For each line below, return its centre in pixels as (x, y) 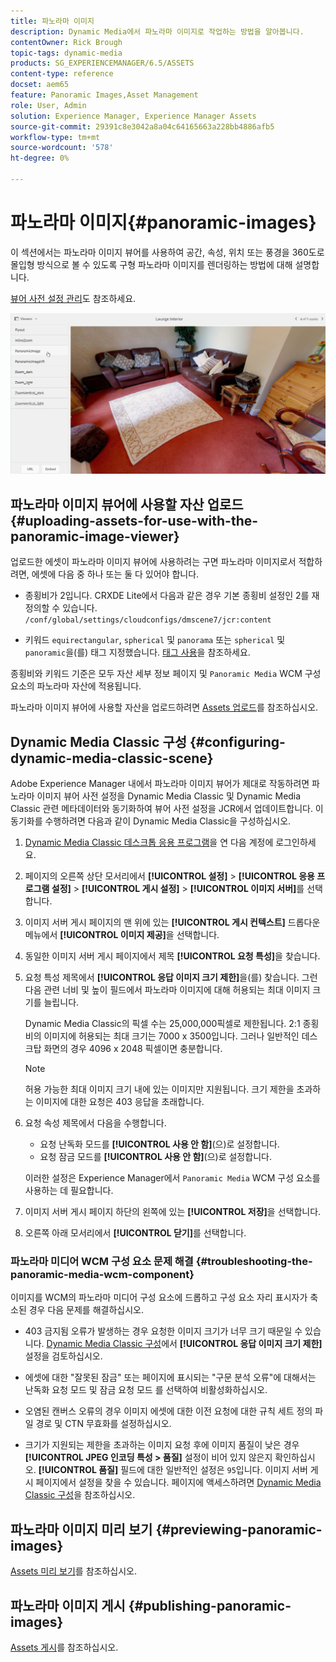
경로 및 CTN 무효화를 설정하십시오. (103, 1424)
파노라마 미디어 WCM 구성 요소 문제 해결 (102, 1262)
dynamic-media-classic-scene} (112, 758)
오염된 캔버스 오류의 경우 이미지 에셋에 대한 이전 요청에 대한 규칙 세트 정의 (168, 1411)
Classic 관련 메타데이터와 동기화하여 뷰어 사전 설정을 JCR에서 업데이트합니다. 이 (167, 809)
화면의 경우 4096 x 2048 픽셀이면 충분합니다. (133, 1049)
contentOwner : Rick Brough (66, 42)
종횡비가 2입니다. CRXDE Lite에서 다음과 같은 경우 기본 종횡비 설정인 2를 (167, 596)
